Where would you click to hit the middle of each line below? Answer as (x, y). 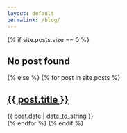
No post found (39, 61)
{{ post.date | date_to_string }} (50, 116)
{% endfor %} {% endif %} (45, 123)
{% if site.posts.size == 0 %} (49, 39)
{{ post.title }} (38, 100)
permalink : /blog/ (34, 20)
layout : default (31, 13)
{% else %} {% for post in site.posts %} (64, 78)
